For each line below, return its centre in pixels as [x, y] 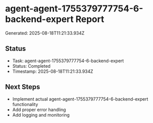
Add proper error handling [39, 110]
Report [90, 19]
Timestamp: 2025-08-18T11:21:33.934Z [53, 71]
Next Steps [23, 87]
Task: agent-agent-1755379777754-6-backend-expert [68, 61]
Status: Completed [31, 66]
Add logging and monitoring [41, 115]
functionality [25, 104]
